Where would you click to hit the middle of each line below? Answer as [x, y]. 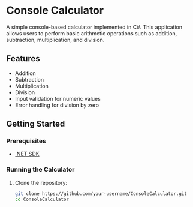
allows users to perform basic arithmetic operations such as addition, [92, 33]
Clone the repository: [41, 182]
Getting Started [36, 124]
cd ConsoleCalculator [42, 199]
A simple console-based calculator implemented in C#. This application [94, 27]
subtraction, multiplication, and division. [55, 40]
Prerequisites [26, 141]
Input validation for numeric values [58, 98]
